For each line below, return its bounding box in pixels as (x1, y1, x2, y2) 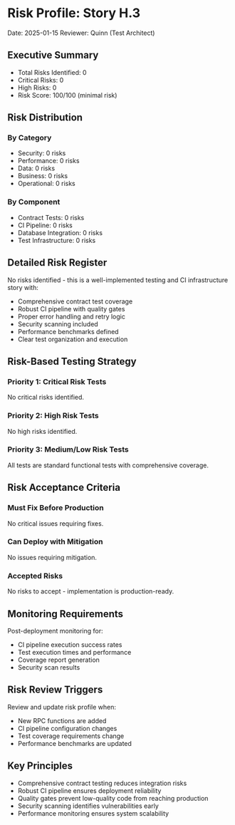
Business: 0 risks (17, 172, 68, 180)
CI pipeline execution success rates (17, 640, 122, 649)
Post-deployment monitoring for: (7, 626, 103, 635)
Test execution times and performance (17, 648, 132, 656)
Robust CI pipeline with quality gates (17, 304, 125, 313)
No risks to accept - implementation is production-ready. (7, 587, 174, 596)
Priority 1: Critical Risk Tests (7, 376, 107, 386)
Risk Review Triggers (7, 684, 103, 696)
